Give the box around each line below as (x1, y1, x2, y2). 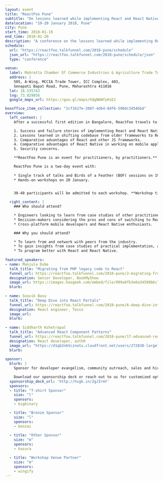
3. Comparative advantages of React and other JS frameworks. (14, 137, 142, 142)
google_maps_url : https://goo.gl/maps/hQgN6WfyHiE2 (9, 98, 116, 102)
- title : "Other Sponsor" (9, 433, 62, 438)
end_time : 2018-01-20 (5, 34, 49, 39)
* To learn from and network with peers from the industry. (14, 239, 138, 244)
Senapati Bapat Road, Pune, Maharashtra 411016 (14, 83, 112, 89)
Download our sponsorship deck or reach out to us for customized (14, 374, 151, 379)
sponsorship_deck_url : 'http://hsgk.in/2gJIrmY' (9, 379, 110, 384)
